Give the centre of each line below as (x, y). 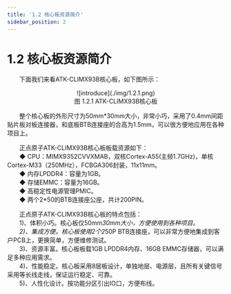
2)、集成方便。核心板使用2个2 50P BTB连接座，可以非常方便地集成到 (117, 232)
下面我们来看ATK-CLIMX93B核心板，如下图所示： (90, 79)
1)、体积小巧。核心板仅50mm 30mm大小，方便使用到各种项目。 (109, 223)
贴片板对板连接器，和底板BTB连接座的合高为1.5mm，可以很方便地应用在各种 (115, 125)
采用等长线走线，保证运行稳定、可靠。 (61, 275)
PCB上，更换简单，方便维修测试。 (61, 240)
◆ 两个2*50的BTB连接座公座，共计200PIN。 (84, 199)
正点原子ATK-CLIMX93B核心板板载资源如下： (84, 148)
